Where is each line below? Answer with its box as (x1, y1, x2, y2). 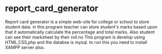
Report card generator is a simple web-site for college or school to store (5, 19, 149, 25)
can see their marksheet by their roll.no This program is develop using (5, 34, 145, 40)
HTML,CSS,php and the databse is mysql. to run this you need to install (5, 39, 147, 45)
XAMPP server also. (5, 44, 45, 50)
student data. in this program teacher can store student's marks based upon (5, 24, 158, 29)
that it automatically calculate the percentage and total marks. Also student (5, 29, 155, 35)
